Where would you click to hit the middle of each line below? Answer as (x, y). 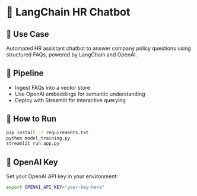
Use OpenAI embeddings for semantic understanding (80, 94)
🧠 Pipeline (25, 73)
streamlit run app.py (33, 144)
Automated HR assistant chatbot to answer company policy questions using (99, 48)
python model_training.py (38, 138)
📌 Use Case (28, 34)
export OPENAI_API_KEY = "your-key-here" (55, 187)
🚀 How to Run (31, 119)
